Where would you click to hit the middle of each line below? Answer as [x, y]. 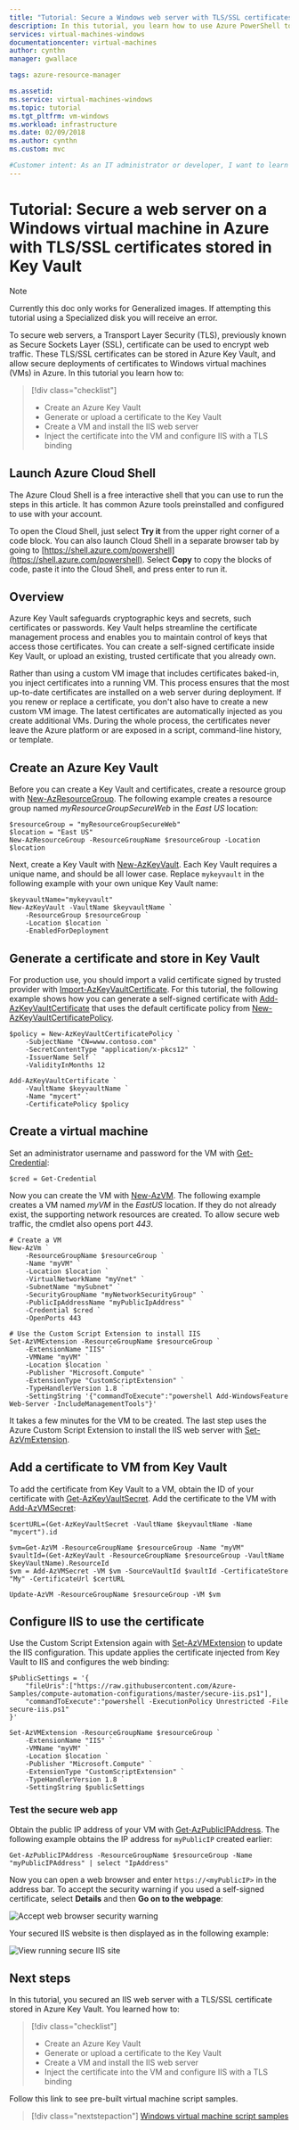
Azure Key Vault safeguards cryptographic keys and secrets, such [130, 618]
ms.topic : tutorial [45, 108]
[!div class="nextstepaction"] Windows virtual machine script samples [160, 2116]
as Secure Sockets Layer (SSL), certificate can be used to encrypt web [139, 344]
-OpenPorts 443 [53, 1318]
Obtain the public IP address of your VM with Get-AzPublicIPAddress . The [145, 1830]
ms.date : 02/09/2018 [48, 133]
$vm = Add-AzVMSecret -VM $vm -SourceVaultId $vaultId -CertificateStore [149, 1571]
